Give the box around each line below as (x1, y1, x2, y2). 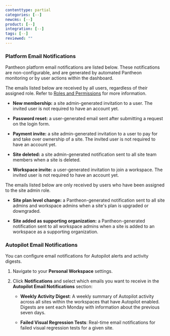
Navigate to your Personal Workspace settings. (12, 268, 113, 274)
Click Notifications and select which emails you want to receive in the (12, 278, 159, 284)
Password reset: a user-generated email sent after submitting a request (12, 116, 163, 122)
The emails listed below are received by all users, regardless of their (5, 85, 148, 91)
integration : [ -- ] (5, 26, 44, 32)
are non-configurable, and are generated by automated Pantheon (5, 70, 142, 76)
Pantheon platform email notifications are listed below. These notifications (5, 64, 160, 70)
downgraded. (12, 208, 41, 214)
